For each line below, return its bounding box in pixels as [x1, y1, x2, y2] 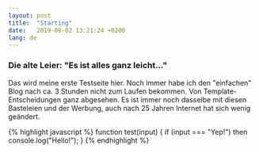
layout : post [8, 11, 51, 20]
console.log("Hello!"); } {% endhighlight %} [8, 136, 150, 145]
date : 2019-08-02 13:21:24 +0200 [8, 26, 126, 34]
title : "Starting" [8, 19, 73, 27]
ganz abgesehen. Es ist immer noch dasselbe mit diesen [63, 94, 247, 104]
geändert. [8, 112, 40, 121]
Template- [203, 86, 238, 96]
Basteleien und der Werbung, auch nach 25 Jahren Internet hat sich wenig [8, 103, 251, 113]
